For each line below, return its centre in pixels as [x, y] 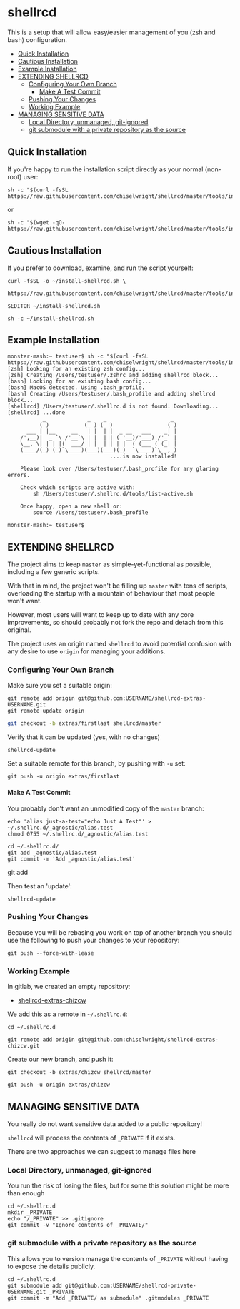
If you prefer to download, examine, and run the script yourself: [101, 268]
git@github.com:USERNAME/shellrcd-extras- [141, 698]
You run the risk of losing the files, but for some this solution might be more [118, 1185]
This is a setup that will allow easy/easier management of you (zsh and [111, 32]
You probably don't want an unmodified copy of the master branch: [106, 808]
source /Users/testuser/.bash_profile [91, 513]
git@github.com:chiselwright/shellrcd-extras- [148, 1040]
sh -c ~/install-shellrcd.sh [51, 319]
